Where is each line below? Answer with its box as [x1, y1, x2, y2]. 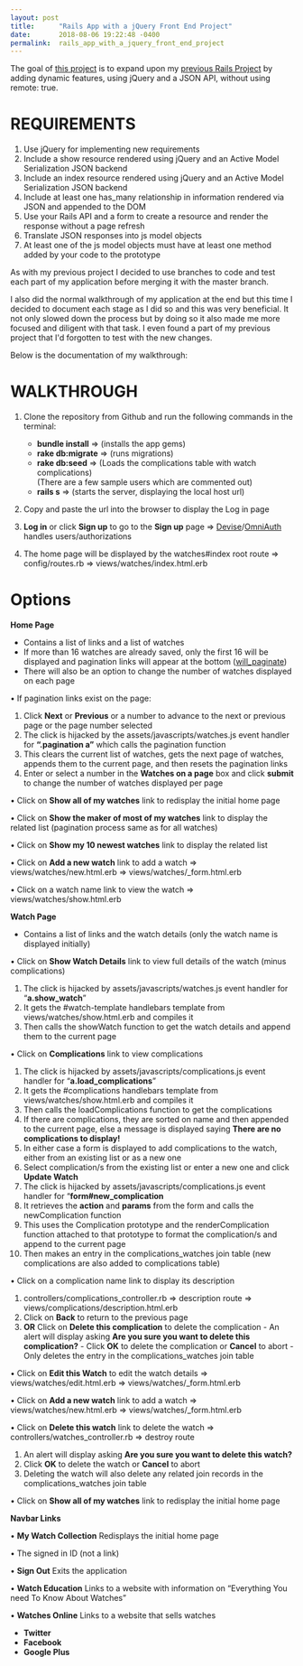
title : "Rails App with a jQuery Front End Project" [10, 22, 233, 31]
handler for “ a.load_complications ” [23, 1075, 157, 1086]
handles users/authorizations [23, 531, 133, 542]
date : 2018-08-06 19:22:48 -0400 [10, 30, 161, 39]
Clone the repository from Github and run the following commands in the [23, 412, 294, 423]
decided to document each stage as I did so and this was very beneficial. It [10, 303, 289, 314]
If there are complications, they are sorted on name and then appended [23, 1114, 289, 1125]
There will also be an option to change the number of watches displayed [23, 665, 292, 677]
